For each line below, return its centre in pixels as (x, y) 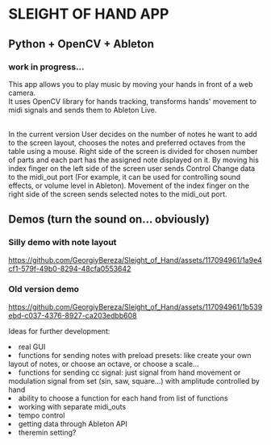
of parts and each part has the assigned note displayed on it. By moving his (134, 160)
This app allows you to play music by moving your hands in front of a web (131, 84)
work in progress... (46, 67)
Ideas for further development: (59, 331)
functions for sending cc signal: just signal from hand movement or (130, 372)
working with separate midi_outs (73, 406)
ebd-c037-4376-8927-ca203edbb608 (73, 315)
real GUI (32, 347)
